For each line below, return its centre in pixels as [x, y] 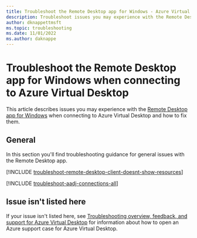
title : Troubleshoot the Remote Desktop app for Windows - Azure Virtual [98, 11]
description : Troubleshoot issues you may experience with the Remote [94, 17]
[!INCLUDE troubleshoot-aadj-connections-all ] [62, 183]
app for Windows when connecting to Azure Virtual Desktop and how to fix [96, 115]
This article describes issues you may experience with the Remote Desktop [97, 109]
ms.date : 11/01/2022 [31, 33]
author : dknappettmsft [34, 22]
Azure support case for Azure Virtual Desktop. [62, 228]
